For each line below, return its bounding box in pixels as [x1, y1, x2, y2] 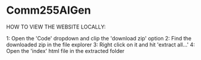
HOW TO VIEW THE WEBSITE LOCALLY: [6, 23, 106, 30]
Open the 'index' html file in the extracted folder [6, 47, 125, 54]
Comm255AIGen [6, 4, 91, 17]
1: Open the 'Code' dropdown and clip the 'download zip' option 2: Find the [6, 34, 192, 42]
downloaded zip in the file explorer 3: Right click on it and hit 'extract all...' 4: [6, 41, 195, 48]
